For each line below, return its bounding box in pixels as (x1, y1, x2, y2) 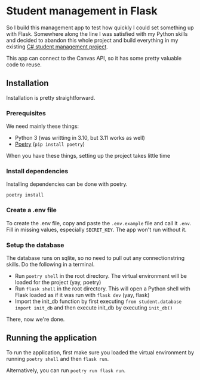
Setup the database (6, 241, 64, 249)
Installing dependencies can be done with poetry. (6, 180, 128, 188)
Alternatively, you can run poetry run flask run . (6, 366, 126, 374)
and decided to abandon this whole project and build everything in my (6, 36, 179, 44)
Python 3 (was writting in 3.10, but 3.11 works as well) (14, 134, 145, 142)
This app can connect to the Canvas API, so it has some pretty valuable (6, 54, 182, 62)
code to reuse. (6, 61, 42, 68)
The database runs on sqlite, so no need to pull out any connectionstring (6, 254, 185, 261)
